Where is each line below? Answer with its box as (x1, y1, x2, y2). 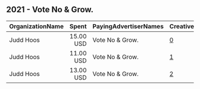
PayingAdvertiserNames (92, 22, 164, 30)
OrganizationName (9, 22, 64, 30)
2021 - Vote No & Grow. (6, 5, 94, 15)
